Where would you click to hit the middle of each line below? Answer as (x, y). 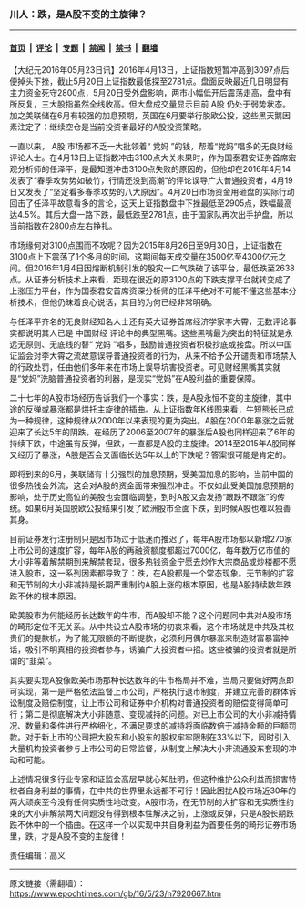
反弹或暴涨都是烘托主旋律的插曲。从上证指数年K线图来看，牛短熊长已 (156, 409)
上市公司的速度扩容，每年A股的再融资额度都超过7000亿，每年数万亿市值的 (149, 550)
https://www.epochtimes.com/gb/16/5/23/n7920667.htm (115, 893)
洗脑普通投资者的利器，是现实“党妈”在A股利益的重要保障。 (151, 378)
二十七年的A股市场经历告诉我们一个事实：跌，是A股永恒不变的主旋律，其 (147, 397)
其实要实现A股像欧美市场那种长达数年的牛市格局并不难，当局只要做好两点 (148, 679)
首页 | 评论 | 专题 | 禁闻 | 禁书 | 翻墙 (84, 47)
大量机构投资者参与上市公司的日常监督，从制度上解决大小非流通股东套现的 (149, 748)
